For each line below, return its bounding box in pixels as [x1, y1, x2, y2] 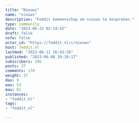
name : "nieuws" [5, 12, 37, 17]
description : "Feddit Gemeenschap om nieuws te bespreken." [5, 17, 135, 22]
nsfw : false [5, 36, 30, 41]
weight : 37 [5, 73, 28, 78]
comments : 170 [5, 69, 35, 74]
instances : [5, 92, 28, 97]
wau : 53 [5, 82, 22, 87]
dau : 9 [5, 78, 19, 83]
